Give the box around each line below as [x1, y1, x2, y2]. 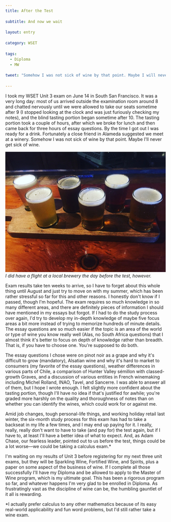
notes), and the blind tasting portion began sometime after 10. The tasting [5, 115, 159, 120]
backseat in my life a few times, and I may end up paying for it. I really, [5, 421, 153, 428]
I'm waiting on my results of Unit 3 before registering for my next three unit [5, 453, 162, 459]
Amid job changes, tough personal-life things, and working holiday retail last [5, 411, 165, 417]
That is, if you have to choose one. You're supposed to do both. [5, 342, 139, 349]
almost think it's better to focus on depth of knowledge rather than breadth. [5, 337, 164, 343]
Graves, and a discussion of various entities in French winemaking [21, 374, 160, 380]
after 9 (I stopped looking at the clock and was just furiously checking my [5, 109, 159, 115]
